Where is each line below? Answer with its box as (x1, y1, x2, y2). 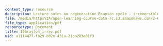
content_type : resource (5, 7, 53, 12)
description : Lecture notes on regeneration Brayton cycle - (5, 11, 131, 16)
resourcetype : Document (5, 25, 53, 30)
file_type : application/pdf (5, 20, 62, 25)
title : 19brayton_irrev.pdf (5, 29, 62, 34)
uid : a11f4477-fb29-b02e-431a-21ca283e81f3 (5, 34, 95, 39)
